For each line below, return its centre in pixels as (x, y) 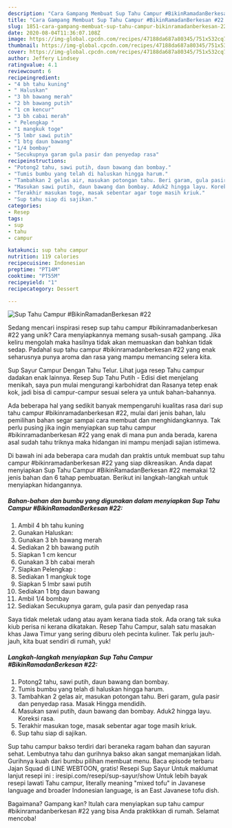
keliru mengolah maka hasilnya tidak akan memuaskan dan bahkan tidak (110, 343)
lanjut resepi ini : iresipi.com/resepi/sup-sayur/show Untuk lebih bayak (108, 776)
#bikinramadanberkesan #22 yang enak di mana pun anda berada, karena (113, 435)
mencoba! (22, 818)
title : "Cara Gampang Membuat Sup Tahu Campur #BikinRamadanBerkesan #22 (116, 20)
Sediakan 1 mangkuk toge (54, 577)
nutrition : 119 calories (43, 257)
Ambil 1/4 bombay (43, 599)
